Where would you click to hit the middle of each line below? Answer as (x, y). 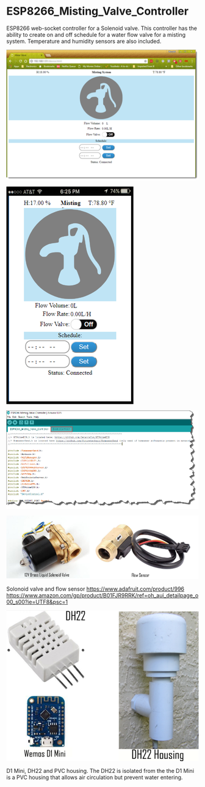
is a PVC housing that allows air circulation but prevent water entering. (95, 777)
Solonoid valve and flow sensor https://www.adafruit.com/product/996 (95, 589)
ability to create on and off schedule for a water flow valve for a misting (96, 34)
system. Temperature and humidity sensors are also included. (84, 41)
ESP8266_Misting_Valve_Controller (98, 11)
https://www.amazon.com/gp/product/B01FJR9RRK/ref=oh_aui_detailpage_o (103, 595)
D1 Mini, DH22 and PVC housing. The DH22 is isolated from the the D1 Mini (100, 770)
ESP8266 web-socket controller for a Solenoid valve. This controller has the (102, 28)
